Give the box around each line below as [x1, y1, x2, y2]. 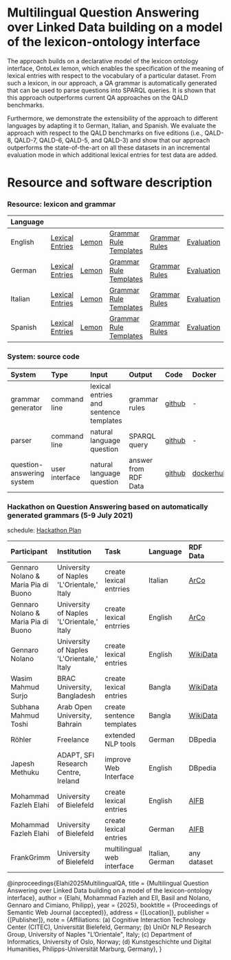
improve [104, 755, 131, 764]
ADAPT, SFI [57, 751, 95, 760]
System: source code [7, 352, 80, 362]
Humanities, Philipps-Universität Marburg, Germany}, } [7, 945, 162, 953]
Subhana [10, 702, 40, 712]
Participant [10, 547, 48, 556]
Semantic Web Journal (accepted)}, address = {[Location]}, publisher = [7, 908, 210, 917]
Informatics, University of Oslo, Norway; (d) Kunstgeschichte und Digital [7, 938, 212, 946]
